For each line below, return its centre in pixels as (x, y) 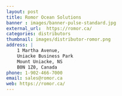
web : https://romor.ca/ (36, 84)
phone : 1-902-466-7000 (34, 73)
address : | (20, 45)
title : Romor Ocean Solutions (44, 17)
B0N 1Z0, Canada (37, 67)
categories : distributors (38, 34)
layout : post (22, 12)
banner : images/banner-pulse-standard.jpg (61, 23)
